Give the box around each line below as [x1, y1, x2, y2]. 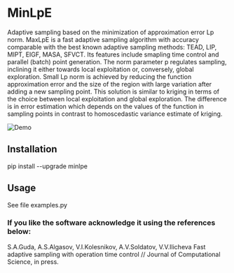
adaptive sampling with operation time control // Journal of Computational [7, 250, 221, 258]
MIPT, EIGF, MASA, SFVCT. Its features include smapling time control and [7, 50, 219, 59]
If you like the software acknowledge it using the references [7, 218, 216, 228]
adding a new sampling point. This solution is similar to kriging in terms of [7, 87, 219, 96]
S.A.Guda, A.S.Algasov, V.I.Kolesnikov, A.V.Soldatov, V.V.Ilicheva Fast [7, 242, 206, 251]
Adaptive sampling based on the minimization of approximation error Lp [7, 28, 214, 36]
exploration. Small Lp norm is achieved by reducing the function [7, 72, 192, 81]
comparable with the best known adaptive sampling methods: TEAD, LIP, [7, 43, 217, 51]
